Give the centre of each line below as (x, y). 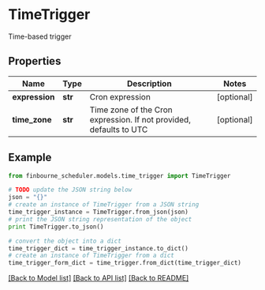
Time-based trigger (40, 36)
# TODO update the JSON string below (70, 190)
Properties (35, 61)
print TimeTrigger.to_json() (56, 227)
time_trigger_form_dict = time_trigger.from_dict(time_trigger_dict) (125, 263)
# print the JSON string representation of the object (100, 219)
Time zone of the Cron (131, 110)
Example (30, 158)
